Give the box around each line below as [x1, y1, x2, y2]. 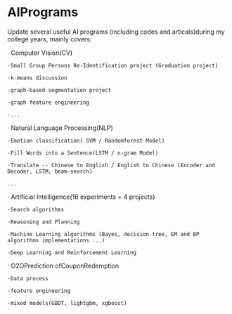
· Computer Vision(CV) [7, 48, 73, 57]
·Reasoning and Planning [7, 218, 80, 225]
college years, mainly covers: [7, 34, 93, 43]
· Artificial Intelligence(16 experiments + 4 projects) [7, 192, 155, 201]
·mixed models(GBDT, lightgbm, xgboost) [7, 299, 128, 306]
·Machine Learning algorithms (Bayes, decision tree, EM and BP [7, 230, 200, 237]
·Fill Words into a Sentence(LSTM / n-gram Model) [7, 149, 159, 157]
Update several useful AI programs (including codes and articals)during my [7, 27, 225, 36]
